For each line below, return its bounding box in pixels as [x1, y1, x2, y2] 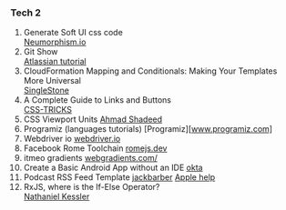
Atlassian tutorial [23, 56, 87, 67]
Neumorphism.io [23, 36, 87, 47]
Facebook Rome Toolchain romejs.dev [23, 143, 168, 154]
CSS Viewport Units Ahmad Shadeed [23, 114, 163, 125]
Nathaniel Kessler [23, 191, 90, 202]
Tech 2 [10, 6, 42, 19]
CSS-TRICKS [23, 105, 72, 115]
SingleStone [23, 85, 69, 96]
